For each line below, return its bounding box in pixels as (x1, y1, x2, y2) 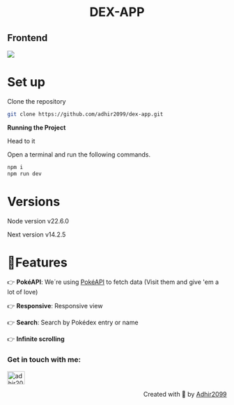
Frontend (7, 32, 48, 44)
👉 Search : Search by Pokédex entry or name (7, 318, 139, 327)
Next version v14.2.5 (7, 230, 66, 239)
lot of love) (7, 288, 38, 296)
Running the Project (7, 123, 66, 132)
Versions (7, 193, 61, 209)
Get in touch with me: (7, 355, 81, 365)
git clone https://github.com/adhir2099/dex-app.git (7, 111, 164, 118)
